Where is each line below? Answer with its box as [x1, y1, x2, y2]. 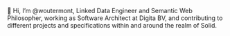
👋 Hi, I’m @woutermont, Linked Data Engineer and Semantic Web [7, 7, 193, 15]
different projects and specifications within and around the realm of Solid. [7, 21, 217, 29]
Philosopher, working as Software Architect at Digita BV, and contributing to [7, 14, 223, 22]
